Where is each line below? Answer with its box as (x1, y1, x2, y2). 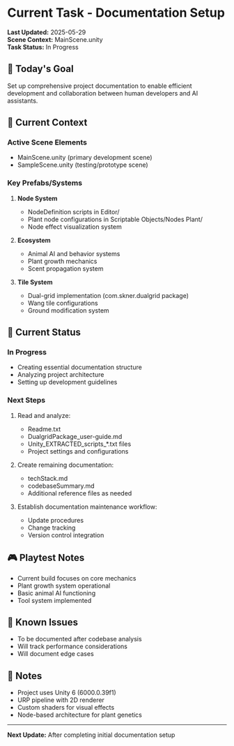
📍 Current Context (7, 117, 88, 128)
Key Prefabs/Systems (7, 178, 82, 188)
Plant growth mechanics (27, 257, 97, 265)
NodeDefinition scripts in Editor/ (27, 207, 120, 216)
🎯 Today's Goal (7, 63, 75, 75)
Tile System (17, 278, 53, 286)
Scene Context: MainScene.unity (7, 35, 103, 43)
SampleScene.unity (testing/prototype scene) (17, 161, 148, 169)
